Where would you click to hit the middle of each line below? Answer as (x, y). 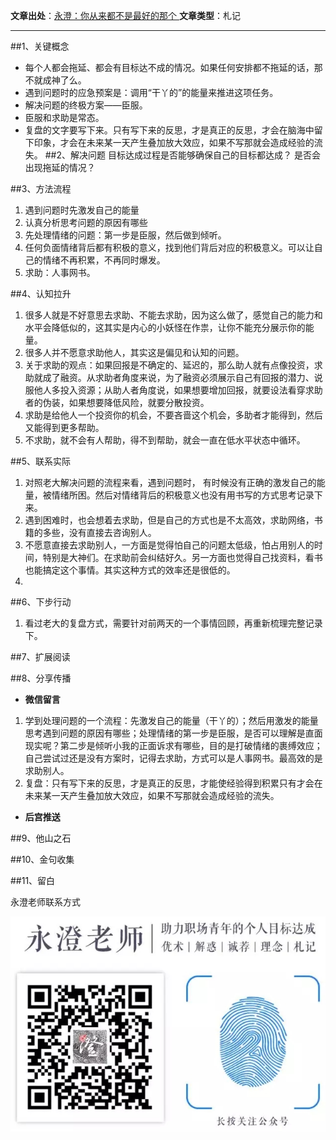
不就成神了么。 (55, 80)
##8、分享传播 (41, 678)
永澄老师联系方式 (45, 902)
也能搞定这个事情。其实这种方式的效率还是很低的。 (130, 570)
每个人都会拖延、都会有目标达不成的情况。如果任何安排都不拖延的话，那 (173, 67)
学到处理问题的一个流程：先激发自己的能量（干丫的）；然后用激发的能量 (171, 720)
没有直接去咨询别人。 (112, 532)
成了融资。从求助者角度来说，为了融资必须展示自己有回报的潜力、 (178, 377)
